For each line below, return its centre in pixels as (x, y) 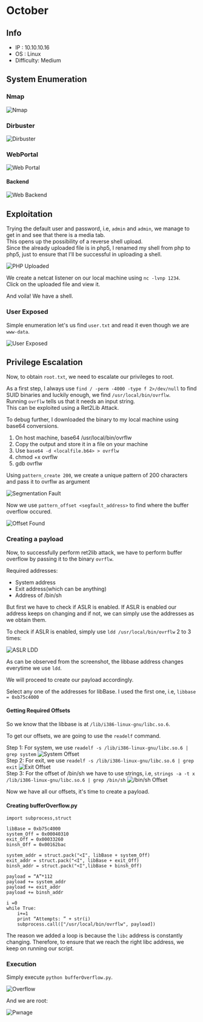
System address (35, 582)
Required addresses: (32, 570)
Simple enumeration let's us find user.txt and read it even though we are (98, 325)
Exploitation (29, 214)
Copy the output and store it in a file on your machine (82, 444)
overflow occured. (29, 512)
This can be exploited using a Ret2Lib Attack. (63, 408)
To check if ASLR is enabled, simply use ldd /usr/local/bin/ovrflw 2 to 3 (99, 632)
